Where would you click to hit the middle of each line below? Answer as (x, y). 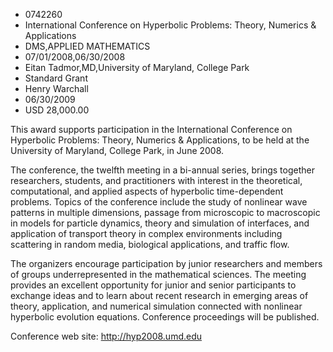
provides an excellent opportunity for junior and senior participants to (153, 285)
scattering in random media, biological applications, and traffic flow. (150, 244)
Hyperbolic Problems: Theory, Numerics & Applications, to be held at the (160, 140)
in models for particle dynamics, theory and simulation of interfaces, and (160, 223)
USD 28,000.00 (57, 110)
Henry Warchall (56, 88)
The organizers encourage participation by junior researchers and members (166, 263)
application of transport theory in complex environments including (146, 233)
